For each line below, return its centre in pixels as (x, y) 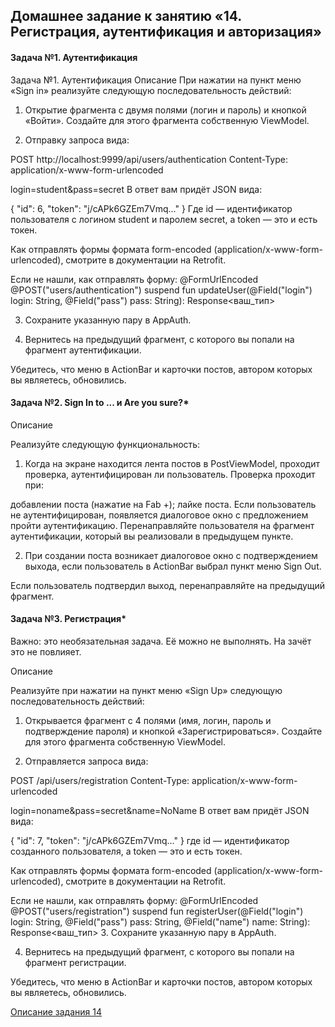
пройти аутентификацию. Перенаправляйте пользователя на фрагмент (162, 525)
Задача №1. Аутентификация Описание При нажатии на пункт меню (156, 80)
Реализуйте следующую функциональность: (105, 444)
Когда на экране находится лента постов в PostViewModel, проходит (172, 463)
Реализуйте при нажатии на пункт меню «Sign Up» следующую (146, 690)
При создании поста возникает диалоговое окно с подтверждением (171, 555)
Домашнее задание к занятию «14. (126, 16)
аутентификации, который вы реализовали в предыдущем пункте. (152, 536)
